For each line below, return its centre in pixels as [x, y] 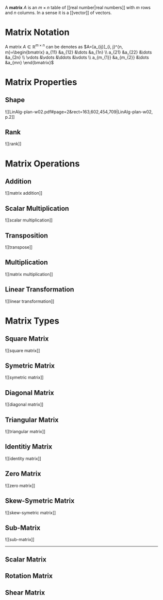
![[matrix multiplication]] [29, 274]
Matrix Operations [42, 164]
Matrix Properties [41, 82]
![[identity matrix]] [23, 458]
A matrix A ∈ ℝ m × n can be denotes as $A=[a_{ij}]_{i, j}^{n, [64, 46]
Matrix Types [32, 321]
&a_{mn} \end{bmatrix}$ [30, 62]
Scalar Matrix [26, 559]
